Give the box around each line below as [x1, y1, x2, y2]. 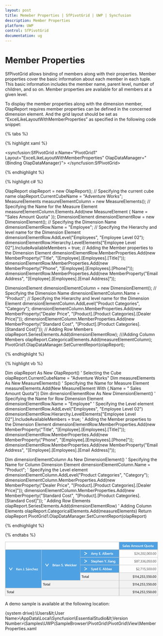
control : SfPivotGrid [5, 28, 49, 33]
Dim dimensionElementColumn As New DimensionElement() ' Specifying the [5, 456, 158, 462]
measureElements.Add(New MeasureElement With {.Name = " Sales [5, 385, 142, 391]
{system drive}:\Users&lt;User [5, 610, 65, 616]
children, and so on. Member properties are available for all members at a [5, 86, 152, 92]
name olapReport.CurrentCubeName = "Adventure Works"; [5, 193, 123, 199]
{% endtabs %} [5, 532, 36, 538]
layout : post [5, 8, 32, 13]
